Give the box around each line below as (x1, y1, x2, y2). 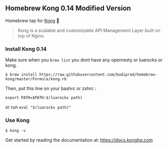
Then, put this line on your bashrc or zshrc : (5, 86, 97, 92)
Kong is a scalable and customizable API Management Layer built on (17, 27, 160, 33)
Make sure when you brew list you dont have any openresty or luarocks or (5, 57, 163, 63)
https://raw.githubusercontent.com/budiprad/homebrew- (39, 72, 157, 78)
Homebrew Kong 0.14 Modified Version (5, 4, 132, 13)
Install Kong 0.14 (5, 45, 47, 52)
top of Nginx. (17, 32, 46, 39)
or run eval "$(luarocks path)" (5, 104, 72, 110)
